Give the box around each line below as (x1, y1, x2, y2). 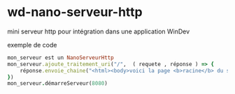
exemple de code (7, 40, 57, 49)
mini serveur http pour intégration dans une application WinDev (7, 27, 190, 36)
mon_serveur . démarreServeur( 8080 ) (7, 80, 108, 87)
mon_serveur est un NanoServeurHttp (7, 54, 114, 61)
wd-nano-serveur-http (7, 4, 143, 20)
